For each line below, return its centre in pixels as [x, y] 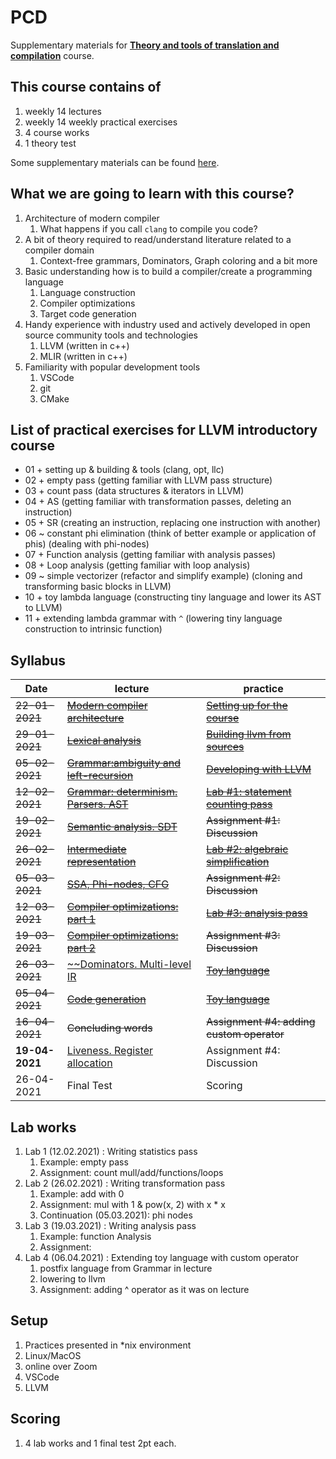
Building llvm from [249, 734]
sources [225, 747]
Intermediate [96, 849]
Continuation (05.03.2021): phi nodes [116, 1215]
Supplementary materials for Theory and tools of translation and [145, 45]
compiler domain [59, 250]
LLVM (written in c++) [84, 345]
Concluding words [109, 1028]
